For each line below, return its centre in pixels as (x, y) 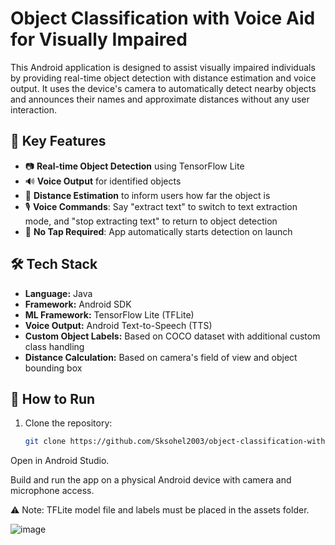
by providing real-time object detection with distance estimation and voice (163, 78)
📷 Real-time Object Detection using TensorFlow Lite (134, 166)
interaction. (34, 109)
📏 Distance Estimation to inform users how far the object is (147, 195)
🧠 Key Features (58, 141)
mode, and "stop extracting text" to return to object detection (151, 221)
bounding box (53, 368)
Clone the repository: (68, 423)
